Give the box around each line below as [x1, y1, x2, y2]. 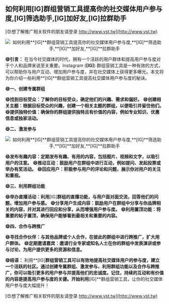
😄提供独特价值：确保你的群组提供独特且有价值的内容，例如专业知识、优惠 [5, 109, 160, 115]
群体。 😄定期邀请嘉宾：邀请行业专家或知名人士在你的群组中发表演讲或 [9, 240, 157, 246]
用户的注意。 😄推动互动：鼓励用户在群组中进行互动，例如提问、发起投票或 [5, 160, 161, 166]
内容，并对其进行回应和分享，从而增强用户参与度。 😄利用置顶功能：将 [14, 206, 161, 212]
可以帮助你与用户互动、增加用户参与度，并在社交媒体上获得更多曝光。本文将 [5, 68, 164, 74]
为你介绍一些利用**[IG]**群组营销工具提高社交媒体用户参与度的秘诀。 [5, 75, 150, 81]
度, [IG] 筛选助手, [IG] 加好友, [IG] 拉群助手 [5, 14, 127, 23]
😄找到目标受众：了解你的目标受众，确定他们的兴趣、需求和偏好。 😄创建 [5, 96, 157, 102]
